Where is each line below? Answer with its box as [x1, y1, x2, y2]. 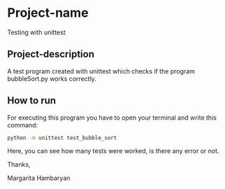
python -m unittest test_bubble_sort [7, 134, 117, 141]
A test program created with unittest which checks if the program [7, 66, 196, 75]
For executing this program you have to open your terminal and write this [7, 113, 217, 122]
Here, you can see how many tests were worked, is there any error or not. [7, 147, 219, 155]
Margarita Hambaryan [7, 174, 71, 183]
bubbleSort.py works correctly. [7, 74, 96, 83]
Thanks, [7, 160, 31, 169]
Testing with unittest [7, 28, 66, 36]
